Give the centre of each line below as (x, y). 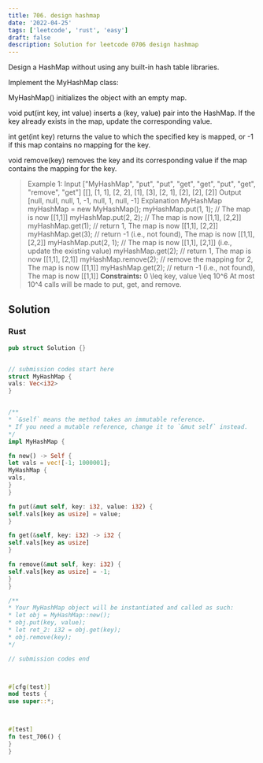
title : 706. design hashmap (54, 15)
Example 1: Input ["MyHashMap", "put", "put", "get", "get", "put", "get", (141, 184)
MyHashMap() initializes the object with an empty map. (98, 98)
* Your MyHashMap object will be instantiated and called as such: (121, 608)
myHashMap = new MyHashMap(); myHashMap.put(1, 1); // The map (139, 209)
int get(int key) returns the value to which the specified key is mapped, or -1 (131, 137)
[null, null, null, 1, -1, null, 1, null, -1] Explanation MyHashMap (125, 201)
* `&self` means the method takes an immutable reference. (107, 420)
